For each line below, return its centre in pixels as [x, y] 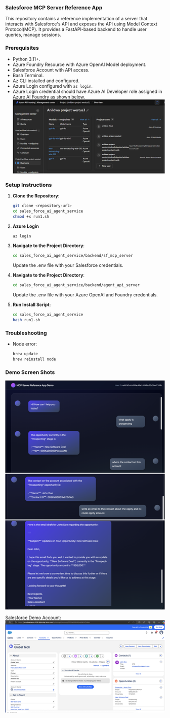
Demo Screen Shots [30, 372]
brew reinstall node [34, 359]
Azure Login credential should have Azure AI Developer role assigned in [88, 91]
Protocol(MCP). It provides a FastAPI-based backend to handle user [76, 29]
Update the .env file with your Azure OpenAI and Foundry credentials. [85, 295]
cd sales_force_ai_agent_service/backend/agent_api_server [76, 285]
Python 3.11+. [26, 59]
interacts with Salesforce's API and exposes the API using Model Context [81, 24]
